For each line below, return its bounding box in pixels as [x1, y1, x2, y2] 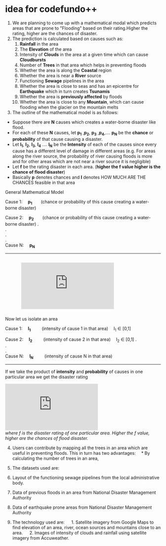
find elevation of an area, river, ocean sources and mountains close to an [12, 525, 161, 531]
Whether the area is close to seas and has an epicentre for [19, 83, 139, 89]
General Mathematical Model [5, 189, 64, 195]
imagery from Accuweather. [12, 535, 69, 541]
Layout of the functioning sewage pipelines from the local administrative [12, 475, 160, 481]
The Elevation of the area [19, 46, 72, 52]
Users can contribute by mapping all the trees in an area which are [12, 445, 148, 451]
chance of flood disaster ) [12, 169, 66, 175]
